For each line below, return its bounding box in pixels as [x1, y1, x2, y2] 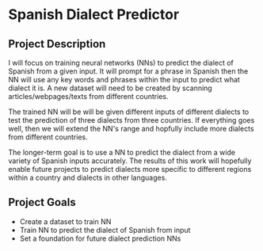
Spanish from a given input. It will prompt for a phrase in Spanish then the [8, 67, 249, 76]
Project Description [8, 37, 106, 51]
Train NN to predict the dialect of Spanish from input [19, 225, 191, 234]
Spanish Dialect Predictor [8, 6, 180, 24]
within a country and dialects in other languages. [8, 173, 168, 182]
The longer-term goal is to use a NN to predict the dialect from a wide [8, 148, 236, 157]
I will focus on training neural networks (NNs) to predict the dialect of [8, 58, 234, 67]
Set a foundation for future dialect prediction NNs [19, 234, 181, 243]
